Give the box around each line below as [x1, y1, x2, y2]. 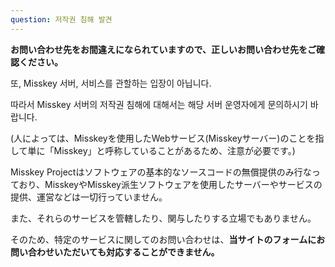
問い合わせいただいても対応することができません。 [10, 246, 220, 258]
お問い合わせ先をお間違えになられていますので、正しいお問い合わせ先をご [10, 43, 317, 55]
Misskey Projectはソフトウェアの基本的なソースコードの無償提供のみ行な [10, 166, 312, 178]
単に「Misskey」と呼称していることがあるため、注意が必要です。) [27, 144, 296, 156]
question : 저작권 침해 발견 [10, 14, 113, 25]
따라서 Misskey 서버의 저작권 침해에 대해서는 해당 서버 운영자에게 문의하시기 [10, 98, 308, 110]
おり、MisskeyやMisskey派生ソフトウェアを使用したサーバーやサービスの [18, 178, 323, 190]
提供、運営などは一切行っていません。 [10, 191, 168, 203]
